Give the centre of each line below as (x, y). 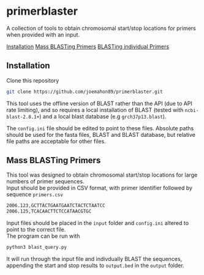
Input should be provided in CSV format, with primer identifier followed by (100, 188)
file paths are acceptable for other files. (56, 141)
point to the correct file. (36, 230)
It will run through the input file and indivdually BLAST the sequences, (94, 259)
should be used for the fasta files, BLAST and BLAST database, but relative (101, 134)
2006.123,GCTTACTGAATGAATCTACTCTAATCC (56, 206)
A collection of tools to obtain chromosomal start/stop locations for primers (101, 28)
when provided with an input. (43, 34)
